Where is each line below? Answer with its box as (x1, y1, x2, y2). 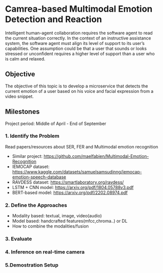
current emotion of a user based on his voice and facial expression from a (5, 88, 154, 94)
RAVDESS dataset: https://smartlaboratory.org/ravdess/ (12, 179, 124, 185)
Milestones (5, 107, 40, 116)
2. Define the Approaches (5, 202, 67, 209)
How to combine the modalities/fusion (12, 223, 89, 229)
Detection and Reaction (5, 14, 102, 25)
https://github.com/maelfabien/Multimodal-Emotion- (43, 153, 149, 159)
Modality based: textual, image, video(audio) (12, 213, 102, 219)
